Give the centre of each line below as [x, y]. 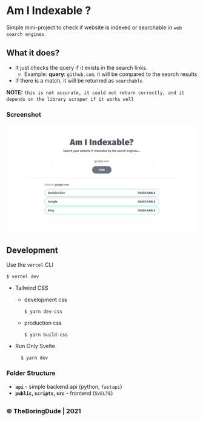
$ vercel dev [23, 277]
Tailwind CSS [32, 288]
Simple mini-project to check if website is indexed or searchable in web [94, 27]
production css [43, 323]
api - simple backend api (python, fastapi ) [68, 386]
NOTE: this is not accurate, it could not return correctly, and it [95, 92]
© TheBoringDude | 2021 [44, 411]
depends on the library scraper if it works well [70, 99]
